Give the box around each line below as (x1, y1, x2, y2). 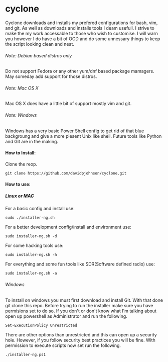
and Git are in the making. (5, 138, 59, 144)
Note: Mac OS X (5, 85, 39, 91)
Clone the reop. (5, 161, 38, 167)
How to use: (5, 182, 31, 188)
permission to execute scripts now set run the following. (5, 342, 121, 348)
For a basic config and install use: (5, 206, 75, 212)
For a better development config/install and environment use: (5, 224, 132, 230)
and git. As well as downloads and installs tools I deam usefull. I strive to (5, 25, 154, 31)
